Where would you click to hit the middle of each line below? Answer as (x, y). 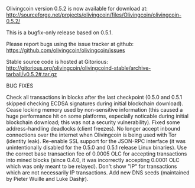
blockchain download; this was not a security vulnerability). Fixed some (93, 122)
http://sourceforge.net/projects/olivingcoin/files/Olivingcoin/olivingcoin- (94, 15)
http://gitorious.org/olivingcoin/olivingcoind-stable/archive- (79, 68)
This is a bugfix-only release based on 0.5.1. (60, 33)
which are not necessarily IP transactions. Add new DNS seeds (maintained (98, 173)
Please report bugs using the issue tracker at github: (70, 44)
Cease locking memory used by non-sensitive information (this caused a (95, 110)
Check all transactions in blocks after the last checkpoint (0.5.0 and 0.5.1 (94, 97)
